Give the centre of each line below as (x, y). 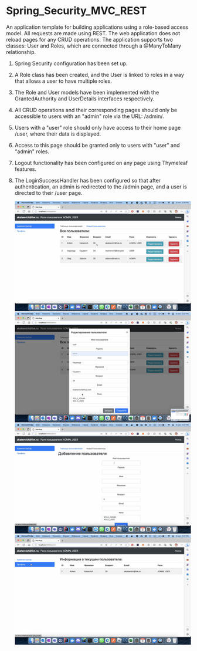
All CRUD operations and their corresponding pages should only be (96, 110)
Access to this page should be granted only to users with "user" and (97, 145)
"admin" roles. (32, 151)
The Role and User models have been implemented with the (87, 92)
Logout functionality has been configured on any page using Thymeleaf (101, 163)
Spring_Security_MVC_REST (77, 11)
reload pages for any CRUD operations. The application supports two (89, 39)
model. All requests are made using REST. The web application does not (93, 33)
